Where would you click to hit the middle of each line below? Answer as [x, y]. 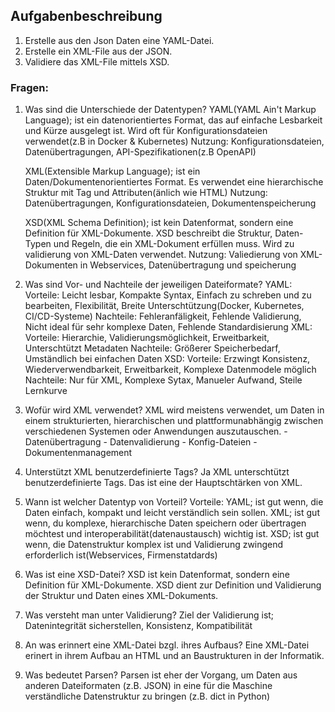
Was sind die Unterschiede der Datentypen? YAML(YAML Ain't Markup [170, 110]
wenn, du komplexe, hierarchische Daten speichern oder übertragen [165, 523]
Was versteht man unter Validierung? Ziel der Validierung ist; [149, 615]
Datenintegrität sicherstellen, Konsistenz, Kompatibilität [138, 626]
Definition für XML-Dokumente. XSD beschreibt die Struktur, [148, 233]
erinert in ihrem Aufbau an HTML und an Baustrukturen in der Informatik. [174, 656]
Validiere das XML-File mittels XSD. [97, 61]
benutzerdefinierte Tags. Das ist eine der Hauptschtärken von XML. [163, 483]
